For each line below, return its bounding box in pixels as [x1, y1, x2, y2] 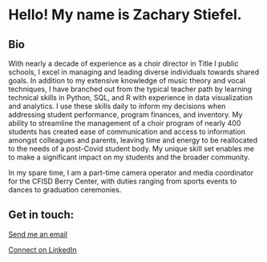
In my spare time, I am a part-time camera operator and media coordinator [8, 168, 254, 177]
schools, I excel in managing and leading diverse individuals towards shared [8, 67, 260, 77]
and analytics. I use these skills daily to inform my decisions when [8, 102, 226, 111]
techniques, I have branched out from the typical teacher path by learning [8, 84, 253, 94]
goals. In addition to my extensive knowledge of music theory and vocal [8, 76, 246, 85]
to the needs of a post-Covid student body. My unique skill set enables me [8, 144, 255, 153]
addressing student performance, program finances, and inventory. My [8, 110, 243, 119]
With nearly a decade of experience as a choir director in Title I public [8, 58, 239, 68]
